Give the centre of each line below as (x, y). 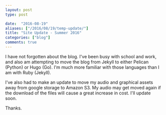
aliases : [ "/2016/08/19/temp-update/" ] (47, 28)
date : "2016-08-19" (27, 24)
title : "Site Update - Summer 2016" (43, 33)
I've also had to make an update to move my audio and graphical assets (79, 82)
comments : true (21, 42)
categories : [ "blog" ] (28, 38)
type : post (17, 15)
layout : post (19, 10)
